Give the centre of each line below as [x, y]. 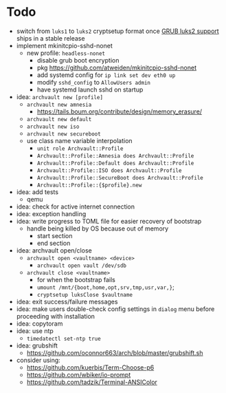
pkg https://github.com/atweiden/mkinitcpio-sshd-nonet [117, 67]
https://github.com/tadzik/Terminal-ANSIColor [92, 382]
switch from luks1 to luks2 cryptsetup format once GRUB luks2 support [117, 31]
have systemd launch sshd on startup [90, 89]
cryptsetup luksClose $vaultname [85, 295]
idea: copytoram [39, 323]
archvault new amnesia [59, 105]
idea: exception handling [51, 213]
